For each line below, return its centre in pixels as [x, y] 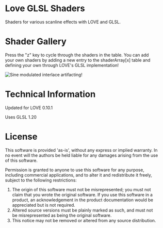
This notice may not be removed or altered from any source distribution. [84, 220]
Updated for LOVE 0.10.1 [29, 108]
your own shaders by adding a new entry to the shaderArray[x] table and [78, 60]
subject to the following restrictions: [41, 180]
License [21, 137]
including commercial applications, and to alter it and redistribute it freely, [79, 175]
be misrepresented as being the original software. [62, 215]
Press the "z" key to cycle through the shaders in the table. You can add [77, 55]
